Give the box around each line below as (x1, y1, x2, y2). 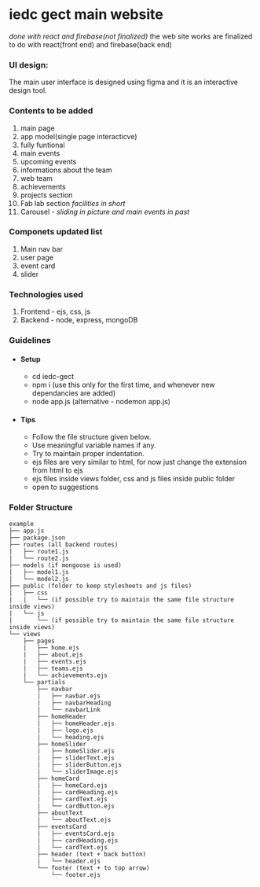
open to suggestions (31, 482, 99, 492)
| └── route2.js (9, 554, 69, 562)
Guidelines (9, 335, 51, 346)
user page (20, 252, 54, 262)
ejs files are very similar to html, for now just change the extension (31, 458, 247, 467)
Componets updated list (9, 226, 103, 237)
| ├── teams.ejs (23, 664, 83, 672)
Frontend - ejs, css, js (20, 307, 91, 316)
